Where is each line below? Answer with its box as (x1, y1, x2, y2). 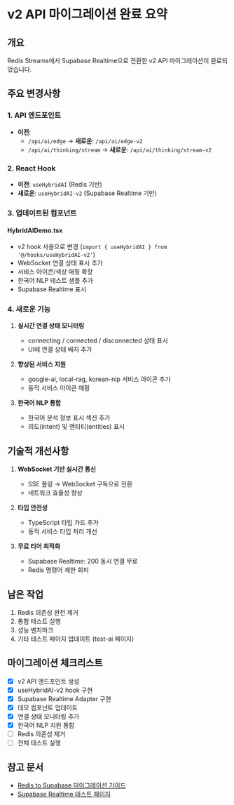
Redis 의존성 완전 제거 (17, 608, 79, 617)
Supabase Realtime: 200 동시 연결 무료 (27, 557, 138, 566)
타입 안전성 (17, 503, 48, 512)
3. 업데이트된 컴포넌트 (7, 208, 77, 218)
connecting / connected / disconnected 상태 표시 (27, 336, 168, 345)
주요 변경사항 (7, 88, 61, 100)
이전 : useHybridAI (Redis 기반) (17, 180, 103, 188)
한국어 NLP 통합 (17, 399, 62, 407)
